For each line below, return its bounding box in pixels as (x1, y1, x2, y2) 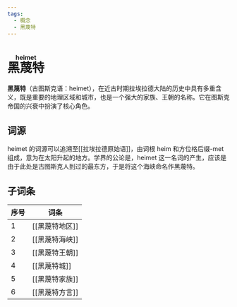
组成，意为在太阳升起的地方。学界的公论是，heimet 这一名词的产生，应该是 (7, 153, 227, 162)
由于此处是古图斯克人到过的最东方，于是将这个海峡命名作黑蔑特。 (7, 162, 199, 171)
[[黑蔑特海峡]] (32, 234, 79, 244)
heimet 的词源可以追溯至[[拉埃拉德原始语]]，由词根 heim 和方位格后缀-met (7, 145, 224, 153)
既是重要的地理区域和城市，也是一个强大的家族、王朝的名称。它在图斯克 (19, 93, 230, 102)
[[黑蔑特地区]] (32, 221, 79, 231)
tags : (7, 10, 23, 18)
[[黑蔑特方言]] (32, 287, 79, 297)
